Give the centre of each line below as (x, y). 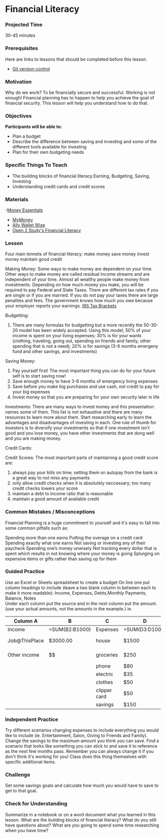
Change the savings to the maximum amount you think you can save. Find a (82, 741)
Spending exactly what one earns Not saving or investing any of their (75, 543)
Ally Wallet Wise (29, 225)
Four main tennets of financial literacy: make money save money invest (77, 254)
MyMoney (22, 220)
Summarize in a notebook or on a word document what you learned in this (80, 814)
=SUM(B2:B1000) (70, 629)
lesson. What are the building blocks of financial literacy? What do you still (81, 820)
